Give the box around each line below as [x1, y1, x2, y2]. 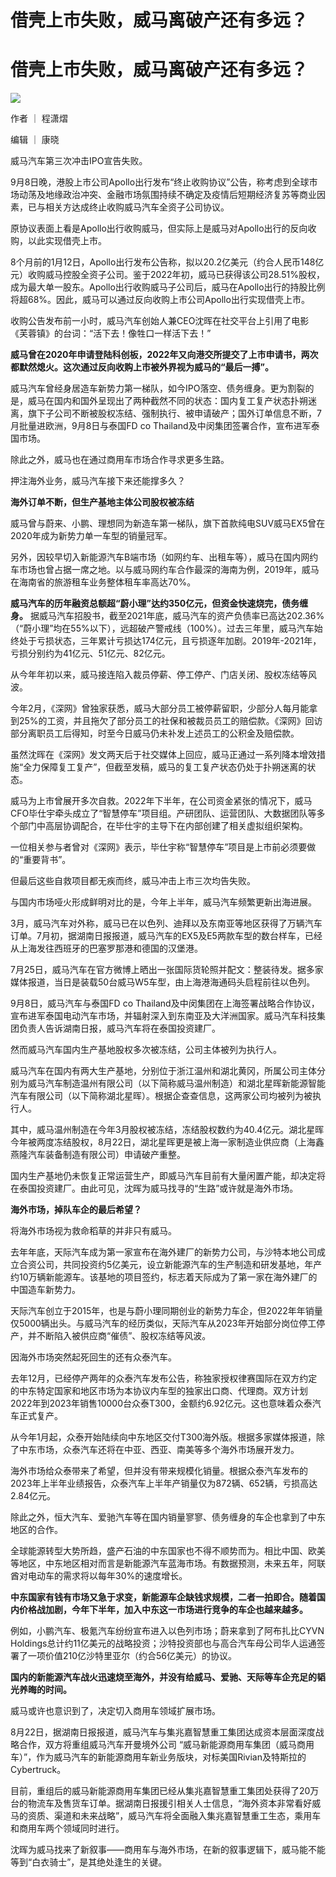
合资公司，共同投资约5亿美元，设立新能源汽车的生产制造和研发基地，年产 [18, 1259, 323, 1271]
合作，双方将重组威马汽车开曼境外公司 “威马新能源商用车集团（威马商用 [18, 1739, 315, 1751]
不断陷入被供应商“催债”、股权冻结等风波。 [36, 1330, 212, 1342]
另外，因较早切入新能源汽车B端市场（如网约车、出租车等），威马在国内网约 [10, 551, 319, 563]
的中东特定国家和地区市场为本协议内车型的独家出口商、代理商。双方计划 [10, 1385, 308, 1397]
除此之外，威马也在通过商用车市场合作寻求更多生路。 [10, 454, 230, 466]
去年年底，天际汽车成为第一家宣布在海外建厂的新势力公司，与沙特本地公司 [10, 1246, 317, 1258]
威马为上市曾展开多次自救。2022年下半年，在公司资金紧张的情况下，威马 [10, 795, 313, 807]
